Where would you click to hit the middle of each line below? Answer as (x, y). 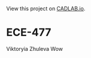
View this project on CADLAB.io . (46, 9)
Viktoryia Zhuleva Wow (35, 49)
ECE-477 (29, 33)
